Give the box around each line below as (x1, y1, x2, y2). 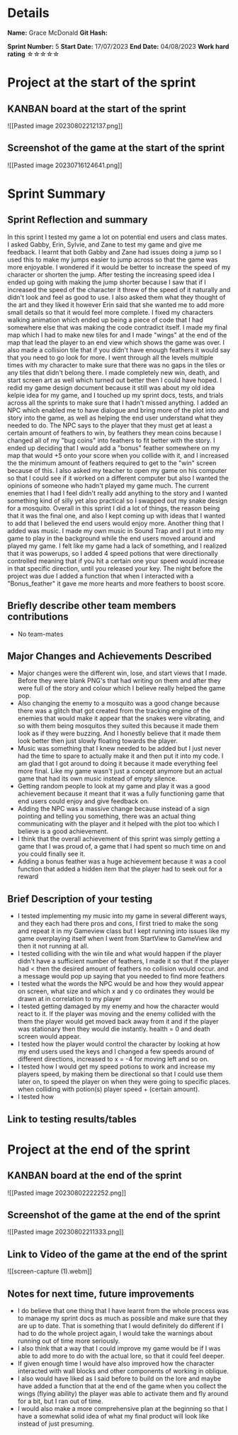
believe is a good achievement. (17, 827, 108, 836)
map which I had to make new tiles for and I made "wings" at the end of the (7, 330, 227, 339)
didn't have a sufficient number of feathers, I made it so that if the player (17, 957, 229, 966)
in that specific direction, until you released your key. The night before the (7, 564, 223, 572)
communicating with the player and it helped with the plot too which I (17, 820, 220, 828)
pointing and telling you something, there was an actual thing (17, 812, 196, 820)
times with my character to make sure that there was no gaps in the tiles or (7, 360, 225, 369)
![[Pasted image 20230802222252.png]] (7, 1188, 126, 1197)
